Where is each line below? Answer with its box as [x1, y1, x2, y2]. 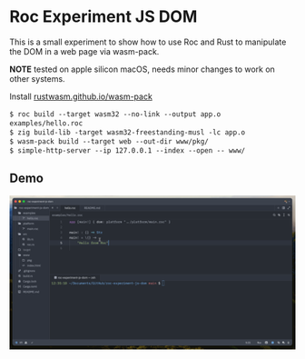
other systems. [9, 73, 65, 84]
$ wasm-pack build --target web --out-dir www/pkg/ [9, 136, 209, 146]
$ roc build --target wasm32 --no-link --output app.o [9, 109, 221, 119]
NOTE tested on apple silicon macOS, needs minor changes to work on [9, 64, 275, 75]
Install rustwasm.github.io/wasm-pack [9, 91, 152, 102]
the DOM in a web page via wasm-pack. [9, 45, 160, 56]
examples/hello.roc [9, 118, 84, 128]
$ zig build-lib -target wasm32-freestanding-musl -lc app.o [9, 127, 246, 137]
